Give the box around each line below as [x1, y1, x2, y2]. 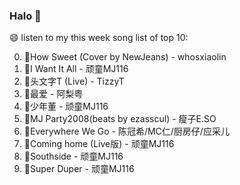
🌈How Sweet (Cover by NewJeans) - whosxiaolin [23, 51, 227, 63]
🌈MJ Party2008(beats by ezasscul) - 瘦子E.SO [23, 113, 217, 125]
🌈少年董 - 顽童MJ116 [23, 100, 109, 113]
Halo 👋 [9, 9, 42, 23]
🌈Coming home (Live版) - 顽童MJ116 [23, 138, 175, 150]
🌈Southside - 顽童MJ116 [23, 150, 124, 163]
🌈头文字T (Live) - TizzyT [23, 75, 125, 88]
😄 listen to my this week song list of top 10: [9, 32, 189, 44]
